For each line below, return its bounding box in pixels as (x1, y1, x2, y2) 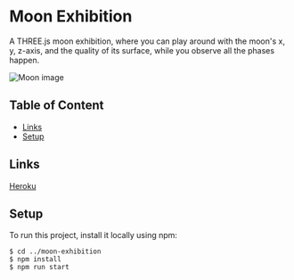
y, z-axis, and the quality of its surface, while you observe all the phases (9, 45, 274, 55)
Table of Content (9, 98, 104, 113)
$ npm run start (9, 263, 69, 272)
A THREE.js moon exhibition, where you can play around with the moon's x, (9, 36, 285, 46)
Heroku (9, 180, 37, 191)
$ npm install (9, 255, 62, 264)
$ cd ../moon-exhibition (9, 247, 102, 256)
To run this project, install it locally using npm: (9, 230, 178, 241)
